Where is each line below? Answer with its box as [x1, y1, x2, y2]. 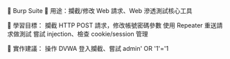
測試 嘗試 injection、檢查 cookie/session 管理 [19, 30, 149, 38]
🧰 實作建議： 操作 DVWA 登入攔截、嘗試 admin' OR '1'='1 [7, 45, 169, 52]
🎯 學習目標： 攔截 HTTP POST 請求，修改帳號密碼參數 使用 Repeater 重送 [7, 21, 217, 29]
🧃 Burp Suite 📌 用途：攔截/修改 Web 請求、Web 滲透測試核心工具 [7, 7, 193, 14]
